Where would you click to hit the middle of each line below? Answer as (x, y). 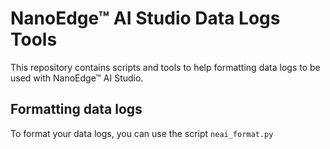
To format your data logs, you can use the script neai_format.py (142, 133)
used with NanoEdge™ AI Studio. (77, 78)
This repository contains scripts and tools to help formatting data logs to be (165, 67)
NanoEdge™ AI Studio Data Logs (145, 18)
